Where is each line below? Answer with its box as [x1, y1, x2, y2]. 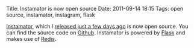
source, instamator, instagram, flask [6, 11, 95, 18]
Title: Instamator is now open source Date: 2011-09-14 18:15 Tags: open [6, 5, 184, 12]
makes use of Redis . [6, 36, 57, 42]
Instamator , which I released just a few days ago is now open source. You [6, 23, 189, 30]
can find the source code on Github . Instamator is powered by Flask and [6, 29, 186, 36]
